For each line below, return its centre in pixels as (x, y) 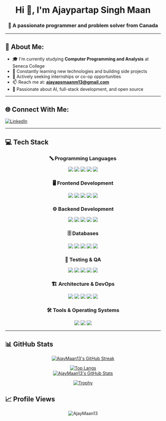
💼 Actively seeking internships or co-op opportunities (66, 77)
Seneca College (28, 66)
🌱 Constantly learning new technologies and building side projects (80, 72)
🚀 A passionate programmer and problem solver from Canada (83, 26)
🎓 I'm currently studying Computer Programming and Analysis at (81, 59)
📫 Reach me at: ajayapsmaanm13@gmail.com (61, 82)
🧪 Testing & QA (83, 260)
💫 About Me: (25, 47)
